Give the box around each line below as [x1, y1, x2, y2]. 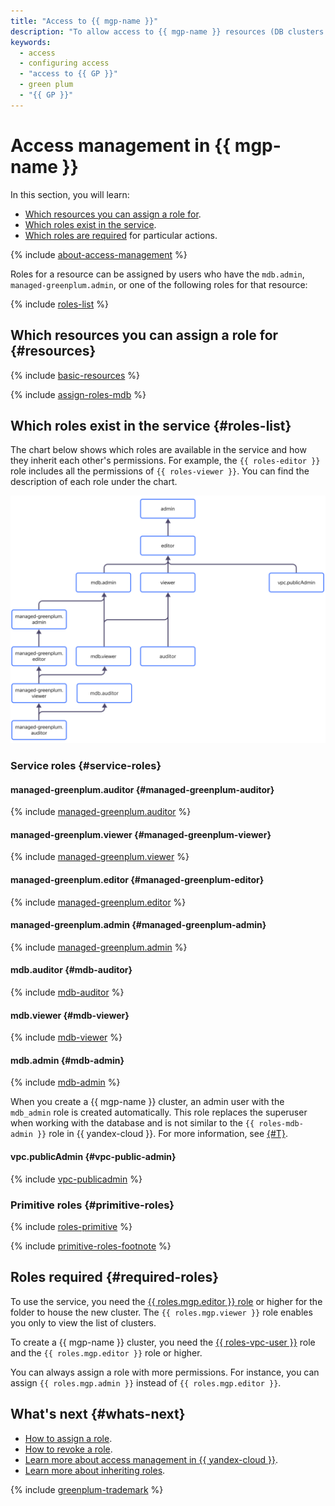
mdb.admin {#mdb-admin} [10, 1054, 125, 1066]
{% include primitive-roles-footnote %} [10, 1240, 172, 1252]
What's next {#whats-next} [10, 1406, 186, 1423]
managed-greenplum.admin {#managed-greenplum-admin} [10, 919, 267, 931]
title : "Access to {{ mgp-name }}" [10, 16, 159, 26]
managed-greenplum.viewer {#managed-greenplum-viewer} [10, 828, 272, 840]
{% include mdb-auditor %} [10, 986, 125, 998]
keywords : [10, 37, 52, 47]
